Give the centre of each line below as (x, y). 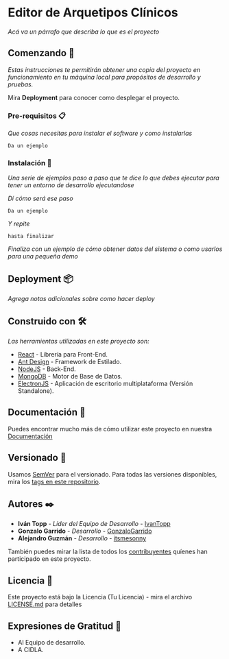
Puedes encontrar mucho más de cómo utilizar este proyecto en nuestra (110, 429)
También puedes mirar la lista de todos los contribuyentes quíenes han (108, 552)
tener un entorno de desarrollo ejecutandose (71, 185)
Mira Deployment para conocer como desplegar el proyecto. (94, 97)
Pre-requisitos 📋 (37, 116)
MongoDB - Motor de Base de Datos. (70, 376)
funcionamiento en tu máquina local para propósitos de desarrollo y (104, 77)
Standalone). (36, 391)
